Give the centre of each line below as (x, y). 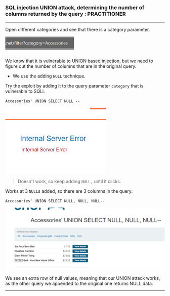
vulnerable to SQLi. (25, 91)
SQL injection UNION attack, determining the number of (75, 8)
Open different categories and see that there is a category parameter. (78, 30)
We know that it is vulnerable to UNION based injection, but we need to (79, 61)
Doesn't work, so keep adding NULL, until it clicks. (69, 182)
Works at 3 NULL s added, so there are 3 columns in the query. (69, 191)
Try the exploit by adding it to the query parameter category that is (74, 86)
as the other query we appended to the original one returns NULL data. (79, 284)
